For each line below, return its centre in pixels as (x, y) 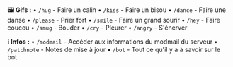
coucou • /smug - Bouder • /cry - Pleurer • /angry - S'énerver (97, 28)
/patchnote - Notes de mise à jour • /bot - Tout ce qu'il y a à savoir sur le (114, 49)
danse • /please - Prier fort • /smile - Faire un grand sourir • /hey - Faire (114, 20)
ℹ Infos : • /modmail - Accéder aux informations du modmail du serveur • (113, 42)
